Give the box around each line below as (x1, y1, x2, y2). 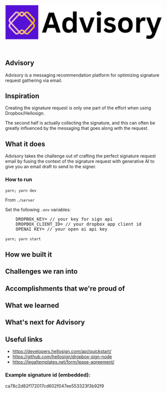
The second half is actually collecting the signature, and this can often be (5, 120, 156, 126)
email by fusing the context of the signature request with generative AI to (5, 158, 155, 164)
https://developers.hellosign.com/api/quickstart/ (12, 349, 112, 355)
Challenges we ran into (5, 267, 78, 276)
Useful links (5, 335, 43, 344)
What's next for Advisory (5, 318, 85, 327)
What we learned (5, 301, 59, 310)
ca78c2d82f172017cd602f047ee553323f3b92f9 (5, 383, 104, 389)
